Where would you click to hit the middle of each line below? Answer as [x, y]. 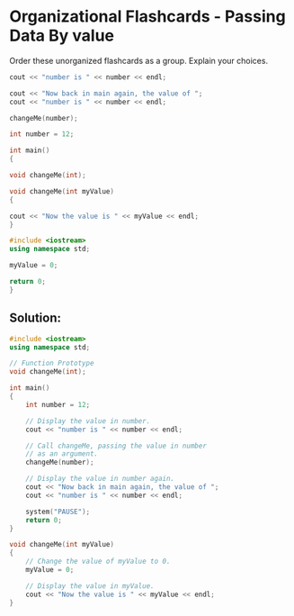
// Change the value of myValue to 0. [98, 562]
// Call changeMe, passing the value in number [116, 446]
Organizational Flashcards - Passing [147, 17]
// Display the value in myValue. [90, 586]
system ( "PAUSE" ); [58, 512]
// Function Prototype [52, 363]
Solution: [35, 318]
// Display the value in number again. [100, 479]
